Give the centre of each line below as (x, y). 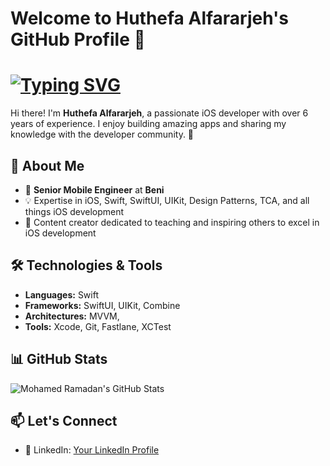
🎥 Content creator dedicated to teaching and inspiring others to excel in (172, 222)
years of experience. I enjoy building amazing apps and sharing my (148, 124)
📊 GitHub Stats (59, 359)
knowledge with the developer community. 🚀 (102, 134)
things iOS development (74, 211)
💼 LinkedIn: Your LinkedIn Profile (92, 450)
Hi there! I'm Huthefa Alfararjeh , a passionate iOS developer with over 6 (159, 113)
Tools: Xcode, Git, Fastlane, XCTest (98, 326)
